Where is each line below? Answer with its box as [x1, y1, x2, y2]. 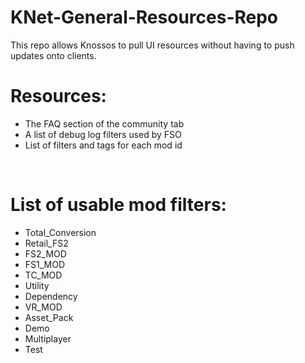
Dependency [24, 290, 78, 302]
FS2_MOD [24, 247, 67, 260]
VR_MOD [24, 301, 63, 313]
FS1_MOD [24, 258, 66, 270]
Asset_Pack [24, 311, 74, 323]
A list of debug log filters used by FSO [24, 128, 182, 140]
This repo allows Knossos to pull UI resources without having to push [10, 39, 295, 51]
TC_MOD [24, 269, 63, 281]
